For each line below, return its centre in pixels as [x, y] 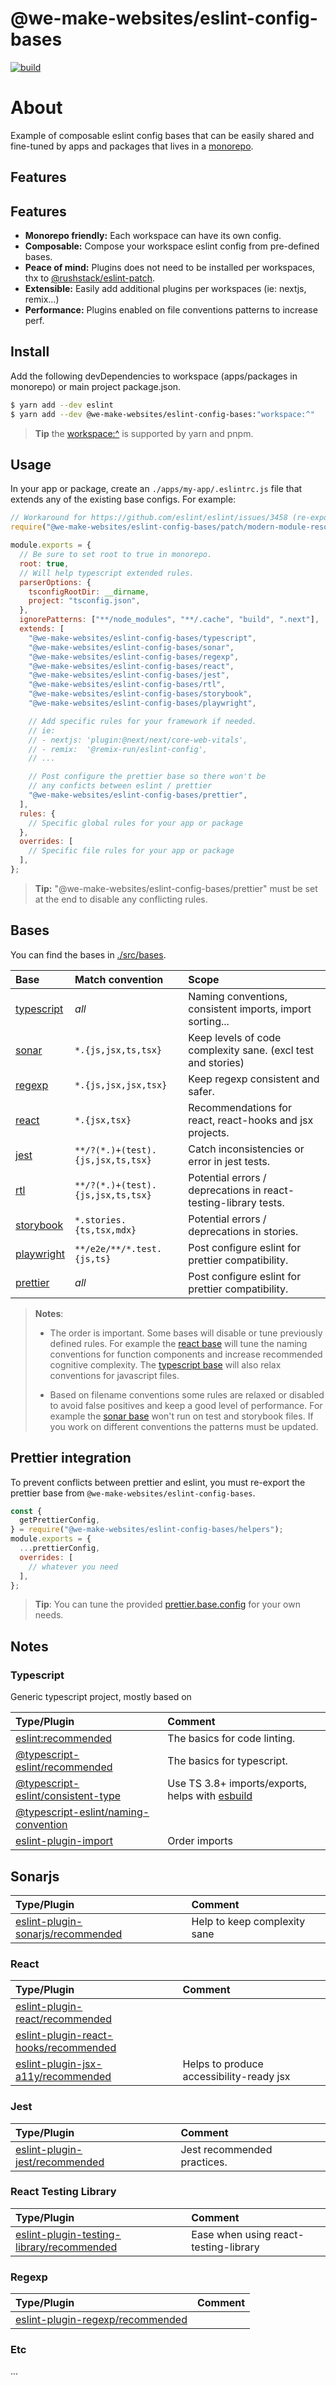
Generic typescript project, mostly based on [101, 1697]
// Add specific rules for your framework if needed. [142, 721]
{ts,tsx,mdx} [105, 1230]
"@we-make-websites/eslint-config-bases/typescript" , [142, 638]
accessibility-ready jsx [236, 2077]
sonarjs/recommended [69, 1934]
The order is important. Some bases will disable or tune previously [186, 1333]
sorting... [209, 1021]
